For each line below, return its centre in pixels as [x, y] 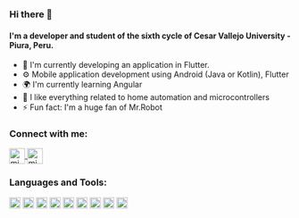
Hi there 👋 [31, 14]
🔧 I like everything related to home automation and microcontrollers [146, 97]
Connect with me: [49, 134]
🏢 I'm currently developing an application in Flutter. [116, 65]
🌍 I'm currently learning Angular [82, 85]
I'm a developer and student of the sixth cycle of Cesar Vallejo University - [150, 36]
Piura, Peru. [32, 45]
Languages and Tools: [58, 182]
